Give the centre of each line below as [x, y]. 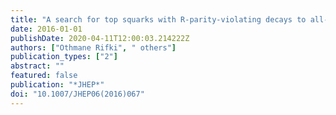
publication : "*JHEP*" [57, 85]
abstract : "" [37, 66]
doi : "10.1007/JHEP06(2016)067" [77, 94]
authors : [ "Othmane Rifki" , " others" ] [93, 47]
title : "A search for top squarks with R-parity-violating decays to [158, 19]
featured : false [44, 76]
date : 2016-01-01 [46, 29]
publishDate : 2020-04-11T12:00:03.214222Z [100, 38]
